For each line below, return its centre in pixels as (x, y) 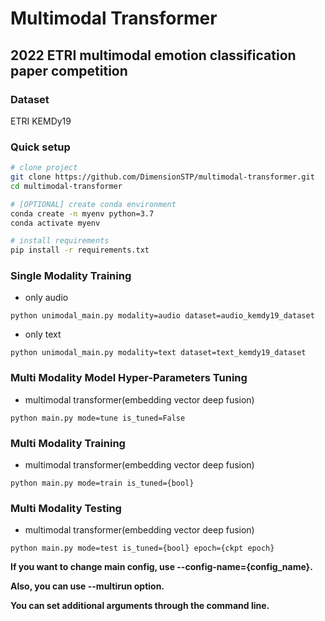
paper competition (69, 70)
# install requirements (60, 241)
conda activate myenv (55, 223)
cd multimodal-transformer (66, 186)
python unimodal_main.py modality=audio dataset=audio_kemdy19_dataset (162, 316)
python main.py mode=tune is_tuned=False (98, 418)
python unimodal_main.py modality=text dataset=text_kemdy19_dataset (158, 353)
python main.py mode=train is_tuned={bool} (102, 483)
